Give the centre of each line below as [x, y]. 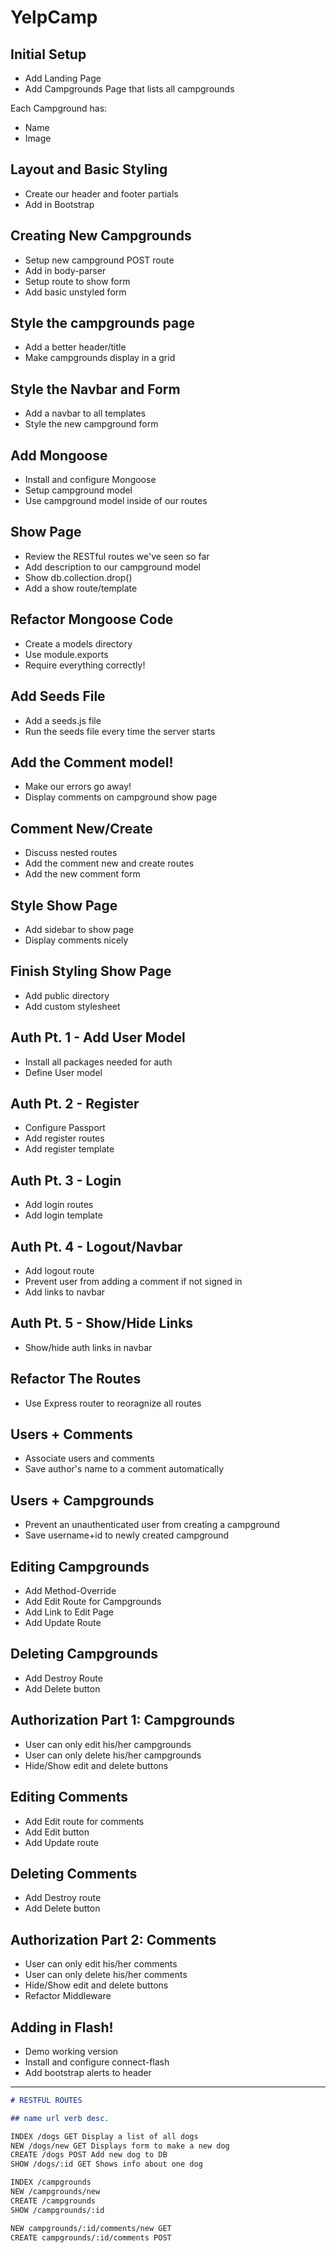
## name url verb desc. [60, 2118]
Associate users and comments [89, 1458]
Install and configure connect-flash [97, 2062]
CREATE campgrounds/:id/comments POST [91, 2237]
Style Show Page [64, 905]
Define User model [63, 1072]
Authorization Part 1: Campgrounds [122, 1720]
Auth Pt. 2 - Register [75, 1103]
